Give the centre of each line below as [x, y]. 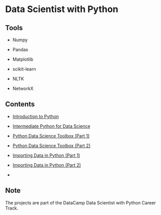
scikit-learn [24, 69]
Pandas [20, 49]
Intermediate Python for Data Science [51, 126]
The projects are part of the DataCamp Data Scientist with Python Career [81, 202]
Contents [20, 104]
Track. [12, 208]
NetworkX [23, 88]
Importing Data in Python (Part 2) [47, 165]
